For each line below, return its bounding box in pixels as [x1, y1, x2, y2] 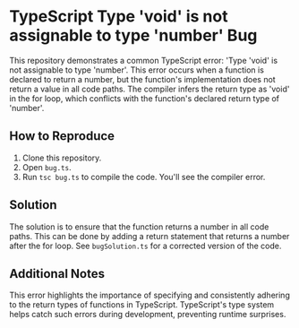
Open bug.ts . [21, 161, 72, 172]
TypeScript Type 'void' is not [9, 6, 228, 27]
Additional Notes [9, 266, 106, 281]
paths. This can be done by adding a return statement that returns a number [9, 230, 290, 241]
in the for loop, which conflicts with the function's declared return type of [9, 92, 280, 104]
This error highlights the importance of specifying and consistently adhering [9, 289, 291, 301]
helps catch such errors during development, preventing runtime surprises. [9, 309, 286, 320]
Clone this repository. [21, 152, 102, 163]
